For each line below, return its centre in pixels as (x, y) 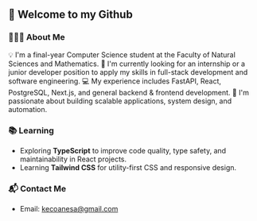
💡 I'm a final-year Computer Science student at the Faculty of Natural (122, 54)
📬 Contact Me (37, 188)
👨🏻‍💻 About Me (37, 37)
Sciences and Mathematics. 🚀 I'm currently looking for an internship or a (127, 64)
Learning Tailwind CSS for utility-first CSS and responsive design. (128, 167)
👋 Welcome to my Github (70, 15)
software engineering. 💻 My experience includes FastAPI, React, (115, 81)
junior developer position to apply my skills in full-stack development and (128, 72)
